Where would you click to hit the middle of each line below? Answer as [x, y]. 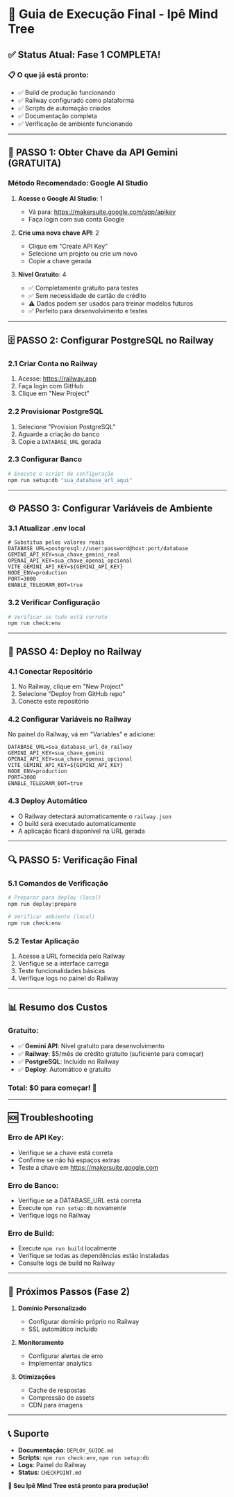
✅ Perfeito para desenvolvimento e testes [88, 311]
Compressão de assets [61, 1398]
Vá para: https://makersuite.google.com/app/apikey [102, 212]
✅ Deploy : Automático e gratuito [65, 1069]
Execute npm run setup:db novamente [72, 1208]
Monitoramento [41, 1343]
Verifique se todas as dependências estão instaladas [93, 1256]
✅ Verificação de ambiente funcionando [75, 124]
